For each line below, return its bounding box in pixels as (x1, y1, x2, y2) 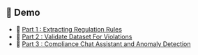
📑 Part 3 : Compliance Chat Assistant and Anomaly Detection (15, 39, 192, 48)
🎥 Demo (6, 7, 40, 19)
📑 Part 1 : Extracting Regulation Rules (15, 25, 123, 33)
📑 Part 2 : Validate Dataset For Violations (15, 32, 132, 41)
